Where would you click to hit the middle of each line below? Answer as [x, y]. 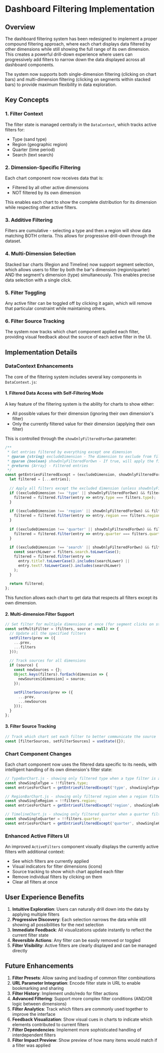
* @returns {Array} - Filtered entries [48, 466]
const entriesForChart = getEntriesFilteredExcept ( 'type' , [66, 788]
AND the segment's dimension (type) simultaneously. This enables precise [80, 275]
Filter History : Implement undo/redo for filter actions [65, 993]
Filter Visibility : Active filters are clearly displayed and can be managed [84, 945]
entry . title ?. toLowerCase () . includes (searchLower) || [74, 561]
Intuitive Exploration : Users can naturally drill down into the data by [80, 909]
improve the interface [34, 1014]
